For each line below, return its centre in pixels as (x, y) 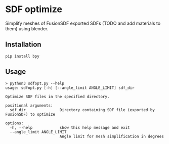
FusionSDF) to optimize (30, 114)
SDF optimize (34, 9)
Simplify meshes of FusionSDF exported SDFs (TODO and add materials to (83, 23)
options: (14, 123)
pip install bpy (22, 56)
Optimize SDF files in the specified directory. (57, 97)
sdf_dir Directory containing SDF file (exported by (82, 110)
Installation (23, 45)
